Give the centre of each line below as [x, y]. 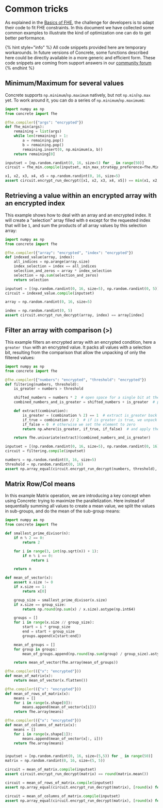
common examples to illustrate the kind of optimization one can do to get [78, 33]
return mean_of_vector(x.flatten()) [51, 681]
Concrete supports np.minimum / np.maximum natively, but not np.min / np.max [78, 95]
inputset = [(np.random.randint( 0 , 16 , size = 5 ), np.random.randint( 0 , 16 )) [83, 447]
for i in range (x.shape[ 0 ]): [43, 703]
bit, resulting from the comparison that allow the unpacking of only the [75, 352]
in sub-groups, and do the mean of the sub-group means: [63, 511]
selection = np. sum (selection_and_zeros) [56, 275]
